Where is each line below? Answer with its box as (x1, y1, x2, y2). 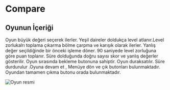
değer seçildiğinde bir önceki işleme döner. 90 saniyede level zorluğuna (5, 48, 157, 53)
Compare (5, 3, 46, 15)
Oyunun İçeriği (5, 23, 54, 32)
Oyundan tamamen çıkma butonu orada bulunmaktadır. (5, 69, 121, 75)
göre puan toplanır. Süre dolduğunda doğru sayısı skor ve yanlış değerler (5, 53, 158, 59)
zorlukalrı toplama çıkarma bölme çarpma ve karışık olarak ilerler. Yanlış (5, 42, 156, 48)
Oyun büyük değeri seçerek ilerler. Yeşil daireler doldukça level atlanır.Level (5, 37, 164, 43)
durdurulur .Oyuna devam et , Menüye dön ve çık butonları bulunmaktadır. (5, 64, 160, 70)
